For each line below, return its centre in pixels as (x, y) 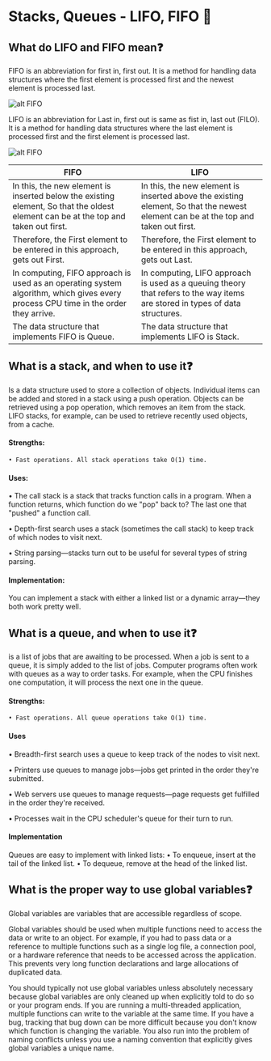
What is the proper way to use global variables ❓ (130, 890)
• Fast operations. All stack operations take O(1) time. (108, 460)
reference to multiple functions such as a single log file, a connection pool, (132, 946)
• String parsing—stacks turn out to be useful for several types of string (128, 553)
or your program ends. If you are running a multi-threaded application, (125, 1005)
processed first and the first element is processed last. (99, 136)
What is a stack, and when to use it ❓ (101, 366)
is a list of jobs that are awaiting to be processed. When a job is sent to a (129, 657)
